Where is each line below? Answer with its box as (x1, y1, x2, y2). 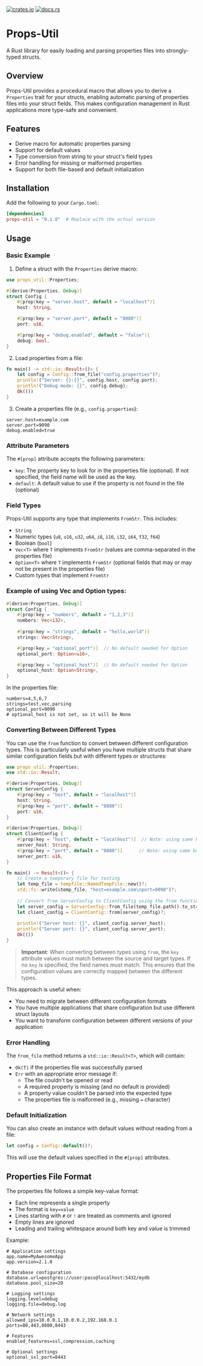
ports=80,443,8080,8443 (6, 1322, 66, 1328)
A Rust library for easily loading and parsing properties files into (6, 47, 165, 54)
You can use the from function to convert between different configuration (6, 739, 188, 747)
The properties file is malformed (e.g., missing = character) (24, 1096, 171, 1103)
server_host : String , (17, 842, 71, 848)
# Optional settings (6, 1349, 59, 1355)
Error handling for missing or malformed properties (14, 159, 142, 166)
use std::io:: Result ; (6, 769, 61, 776)
